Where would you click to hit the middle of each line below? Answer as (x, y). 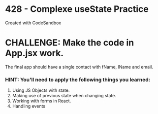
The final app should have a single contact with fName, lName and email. (79, 67)
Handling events (29, 106)
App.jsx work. (34, 53)
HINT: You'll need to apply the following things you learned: (78, 79)
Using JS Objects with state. (41, 90)
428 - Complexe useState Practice (77, 9)
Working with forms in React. (42, 101)
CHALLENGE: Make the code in (70, 43)
